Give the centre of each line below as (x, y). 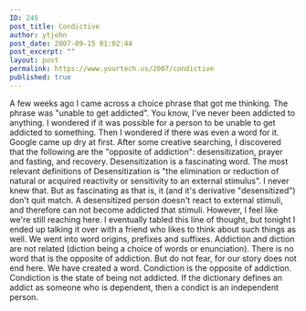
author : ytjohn (38, 35)
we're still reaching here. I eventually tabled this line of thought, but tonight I (153, 219)
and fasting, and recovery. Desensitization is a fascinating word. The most (149, 161)
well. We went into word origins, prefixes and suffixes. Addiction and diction (152, 239)
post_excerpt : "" (42, 52)
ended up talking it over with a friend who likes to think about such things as (153, 229)
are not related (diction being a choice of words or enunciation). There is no (152, 248)
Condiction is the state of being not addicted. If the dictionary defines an (146, 277)
